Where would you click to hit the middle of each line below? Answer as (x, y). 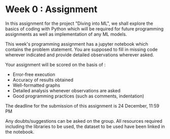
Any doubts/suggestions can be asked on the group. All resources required (84, 121)
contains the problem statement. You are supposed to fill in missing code (81, 49)
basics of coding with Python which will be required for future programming (84, 28)
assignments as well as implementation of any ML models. (66, 34)
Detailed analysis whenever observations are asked (66, 90)
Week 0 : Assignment (51, 9)
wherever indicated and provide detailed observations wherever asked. (80, 55)
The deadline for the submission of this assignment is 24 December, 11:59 (82, 106)
